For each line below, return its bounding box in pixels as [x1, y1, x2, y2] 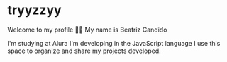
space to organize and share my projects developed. [7, 46, 161, 55]
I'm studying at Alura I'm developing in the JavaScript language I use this [7, 39, 221, 47]
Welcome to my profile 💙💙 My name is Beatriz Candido [7, 25, 167, 34]
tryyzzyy [7, 2, 62, 18]
